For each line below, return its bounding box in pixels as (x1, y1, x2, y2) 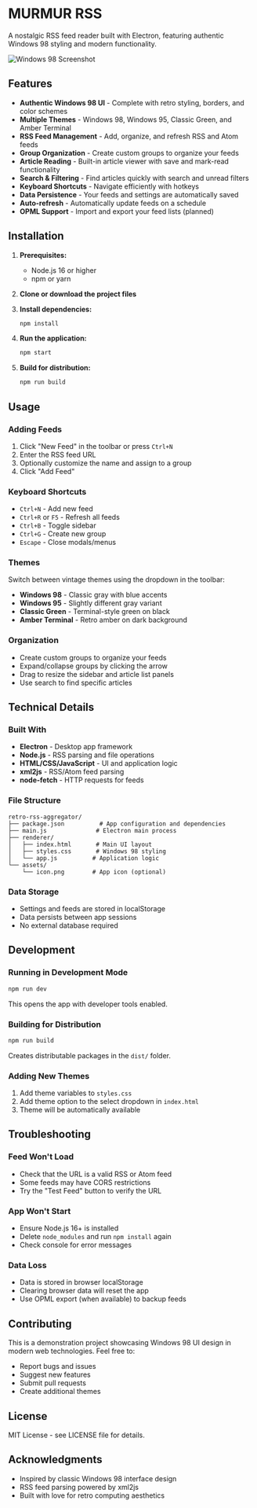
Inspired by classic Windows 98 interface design (19, 1473, 177, 1483)
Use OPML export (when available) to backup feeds (19, 1294, 186, 1304)
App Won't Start (8, 1205, 71, 1216)
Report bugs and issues (19, 1362, 96, 1371)
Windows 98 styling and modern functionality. (8, 39, 157, 48)
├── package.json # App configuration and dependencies (8, 819, 226, 828)
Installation (8, 230, 64, 243)
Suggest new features (19, 1370, 92, 1380)
